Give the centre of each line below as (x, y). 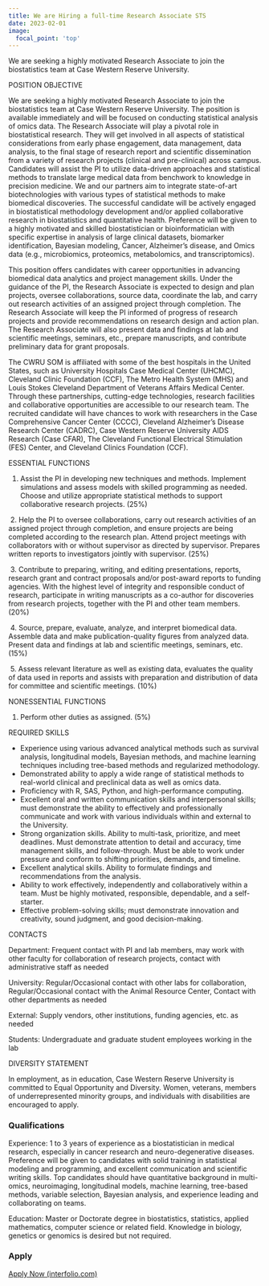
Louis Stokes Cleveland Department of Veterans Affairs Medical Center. (126, 388)
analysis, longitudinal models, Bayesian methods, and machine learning (138, 757)
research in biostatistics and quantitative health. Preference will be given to (132, 220)
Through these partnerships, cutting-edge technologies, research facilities (132, 396)
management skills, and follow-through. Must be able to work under (132, 851)
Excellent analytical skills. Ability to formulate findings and (116, 868)
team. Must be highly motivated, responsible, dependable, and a (126, 893)
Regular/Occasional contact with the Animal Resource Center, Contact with (132, 991)
